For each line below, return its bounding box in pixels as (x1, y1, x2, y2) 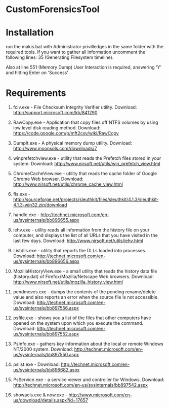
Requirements (6, 87, 66, 99)
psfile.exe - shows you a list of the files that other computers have (13, 315, 151, 321)
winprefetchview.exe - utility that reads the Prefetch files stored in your (13, 155, 161, 161)
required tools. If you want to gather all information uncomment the (6, 49, 146, 55)
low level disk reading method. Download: (13, 125, 101, 131)
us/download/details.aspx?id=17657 (13, 397, 88, 403)
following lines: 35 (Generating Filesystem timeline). (6, 54, 114, 60)
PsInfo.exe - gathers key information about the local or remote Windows (13, 341, 163, 347)
